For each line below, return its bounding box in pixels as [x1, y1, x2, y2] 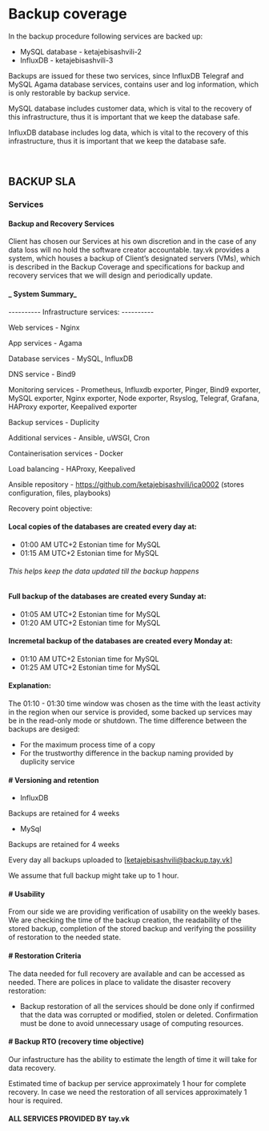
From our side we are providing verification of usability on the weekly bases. [8, 907, 260, 917]
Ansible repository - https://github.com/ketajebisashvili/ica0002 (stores [8, 479, 244, 489]
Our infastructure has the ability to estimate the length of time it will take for [8, 1054, 258, 1064]
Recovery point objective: [8, 503, 93, 513]
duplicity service [19, 757, 75, 767]
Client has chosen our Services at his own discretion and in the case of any [8, 237, 257, 246]
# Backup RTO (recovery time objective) [8, 1036, 144, 1047]
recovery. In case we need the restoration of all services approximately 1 [8, 1087, 247, 1097]
